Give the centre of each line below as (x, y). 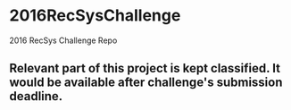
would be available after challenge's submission (146, 83)
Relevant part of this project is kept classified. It (145, 68)
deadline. (36, 96)
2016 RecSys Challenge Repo (63, 40)
